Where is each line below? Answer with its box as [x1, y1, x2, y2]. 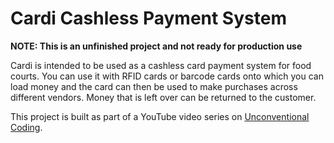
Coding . [10, 121, 43, 133]
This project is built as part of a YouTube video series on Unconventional [10, 110, 310, 122]
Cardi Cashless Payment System [10, 7, 287, 30]
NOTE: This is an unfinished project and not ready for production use [10, 40, 303, 52]
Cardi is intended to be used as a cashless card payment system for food [10, 59, 312, 71]
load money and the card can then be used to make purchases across [10, 80, 298, 92]
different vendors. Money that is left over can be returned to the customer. [10, 91, 317, 103]
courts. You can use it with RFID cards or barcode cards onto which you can [10, 70, 324, 82]
